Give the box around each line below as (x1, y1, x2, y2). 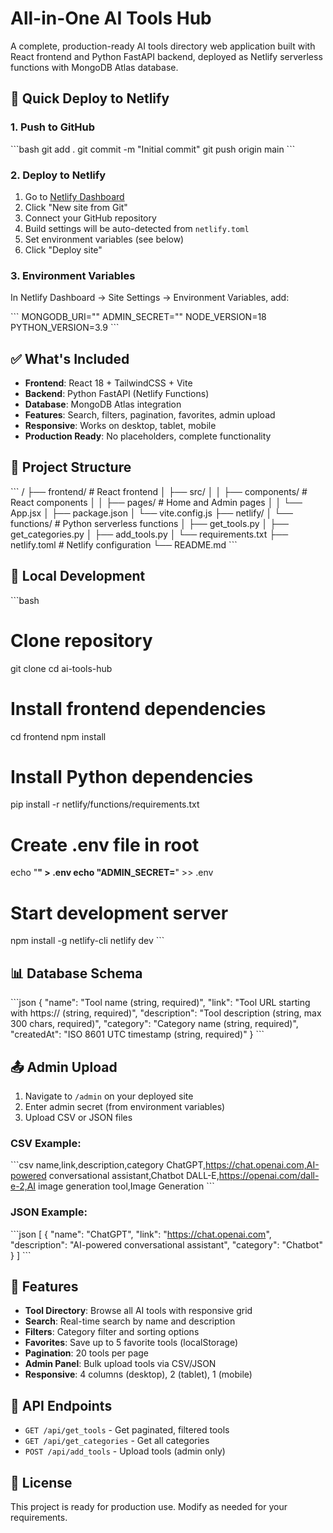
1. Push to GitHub (10, 120, 96, 134)
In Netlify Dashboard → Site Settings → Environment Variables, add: (10, 292, 290, 304)
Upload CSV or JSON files (24, 1111, 133, 1123)
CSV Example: (10, 1136, 82, 1150)
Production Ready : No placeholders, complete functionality (24, 430, 272, 442)
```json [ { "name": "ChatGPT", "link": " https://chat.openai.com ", (10, 1228, 272, 1240)
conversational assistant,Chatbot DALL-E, (48, 1170, 220, 1182)
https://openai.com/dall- (218, 1170, 320, 1182)
